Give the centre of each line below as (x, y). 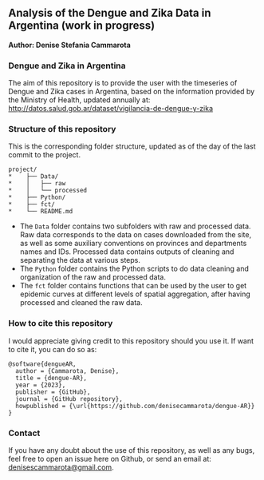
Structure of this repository (62, 129)
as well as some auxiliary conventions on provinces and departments (133, 244)
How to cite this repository (61, 323)
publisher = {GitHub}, (53, 392)
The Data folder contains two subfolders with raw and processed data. (135, 226)
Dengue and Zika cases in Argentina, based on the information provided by (132, 92)
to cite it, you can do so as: (53, 349)
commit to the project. (45, 155)
